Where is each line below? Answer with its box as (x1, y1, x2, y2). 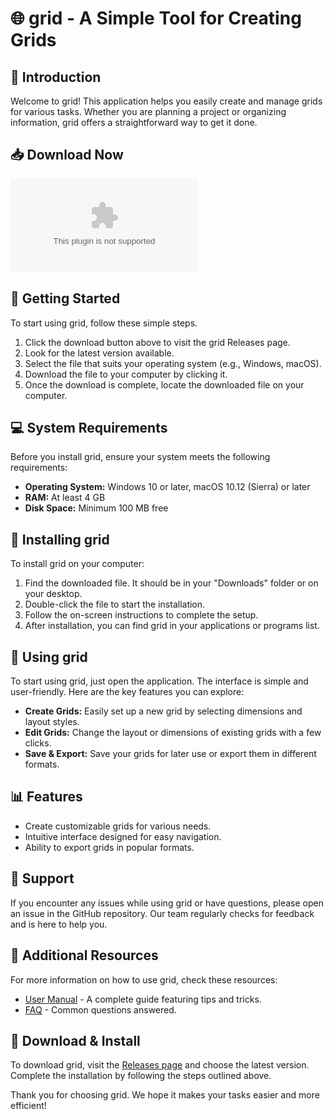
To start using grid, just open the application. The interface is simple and (10, 675, 309, 687)
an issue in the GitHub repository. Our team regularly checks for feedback (10, 907, 315, 919)
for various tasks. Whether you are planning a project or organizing (10, 106, 287, 117)
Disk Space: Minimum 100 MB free (24, 502, 169, 514)
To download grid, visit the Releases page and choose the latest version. (10, 1059, 310, 1071)
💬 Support (10, 870, 75, 887)
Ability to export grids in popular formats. (24, 841, 195, 853)
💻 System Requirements (10, 420, 168, 437)
